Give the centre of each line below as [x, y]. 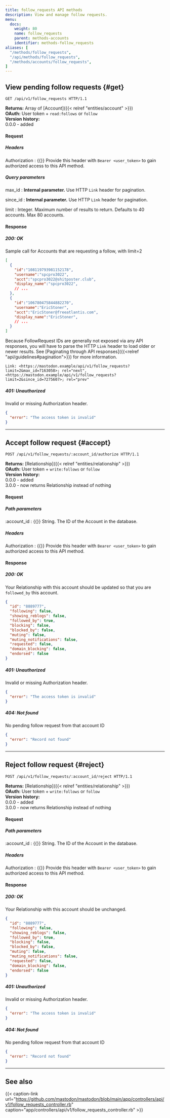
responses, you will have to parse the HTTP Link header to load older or [80, 346]
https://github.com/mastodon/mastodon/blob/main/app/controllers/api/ [90, 1099]
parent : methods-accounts [42, 39]
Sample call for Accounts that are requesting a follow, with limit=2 [74, 251]
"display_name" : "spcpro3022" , [46, 284]
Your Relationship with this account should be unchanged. [66, 909]
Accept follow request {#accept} [58, 443]
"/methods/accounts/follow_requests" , [51, 62]
